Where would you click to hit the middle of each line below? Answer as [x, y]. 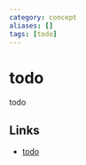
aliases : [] [31, 26]
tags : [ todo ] [33, 34]
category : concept [43, 17]
